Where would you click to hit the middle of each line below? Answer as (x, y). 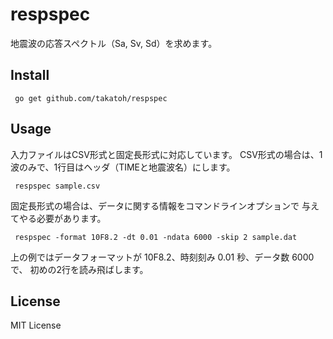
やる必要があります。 (62, 218)
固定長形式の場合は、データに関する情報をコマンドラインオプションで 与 (160, 205)
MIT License (36, 325)
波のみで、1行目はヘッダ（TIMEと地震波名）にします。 (123, 167)
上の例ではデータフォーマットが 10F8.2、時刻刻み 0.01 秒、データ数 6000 (162, 257)
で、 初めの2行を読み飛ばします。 (79, 269)
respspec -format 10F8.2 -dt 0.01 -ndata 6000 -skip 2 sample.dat (156, 237)
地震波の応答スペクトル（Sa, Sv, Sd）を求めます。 (114, 43)
